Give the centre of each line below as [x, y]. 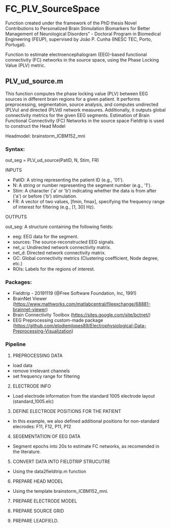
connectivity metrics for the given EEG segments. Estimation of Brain [78, 115]
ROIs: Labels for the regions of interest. [54, 269]
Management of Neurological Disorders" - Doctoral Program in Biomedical [83, 34]
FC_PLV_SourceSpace [53, 9]
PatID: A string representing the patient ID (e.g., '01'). [68, 180]
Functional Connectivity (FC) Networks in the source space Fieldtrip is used [85, 121]
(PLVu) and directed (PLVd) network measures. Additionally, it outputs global [86, 109]
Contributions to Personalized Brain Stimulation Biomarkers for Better [78, 28]
